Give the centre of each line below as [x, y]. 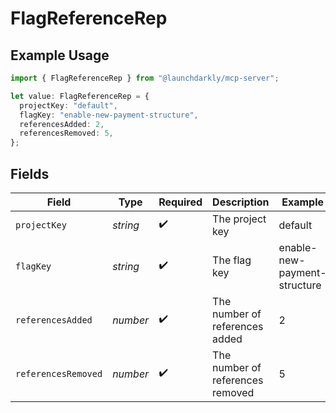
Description [241, 202]
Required [180, 202]
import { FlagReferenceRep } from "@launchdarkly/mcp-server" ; [145, 78]
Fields [30, 173]
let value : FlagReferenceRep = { [80, 96]
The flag [232, 260]
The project [239, 219]
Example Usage [60, 55]
